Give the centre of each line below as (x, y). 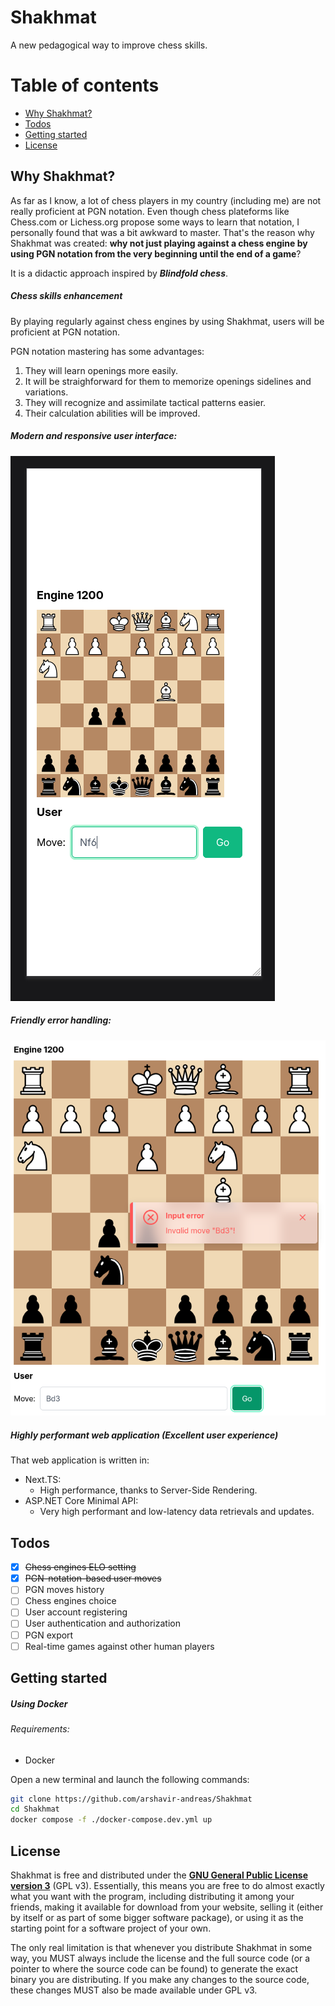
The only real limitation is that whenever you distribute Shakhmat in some (161, 1948)
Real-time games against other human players (119, 1646)
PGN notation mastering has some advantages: (107, 351)
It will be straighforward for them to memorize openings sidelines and (168, 381)
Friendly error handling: (61, 1020)
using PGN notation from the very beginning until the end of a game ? (156, 253)
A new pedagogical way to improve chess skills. (109, 45)
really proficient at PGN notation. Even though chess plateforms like (150, 211)
